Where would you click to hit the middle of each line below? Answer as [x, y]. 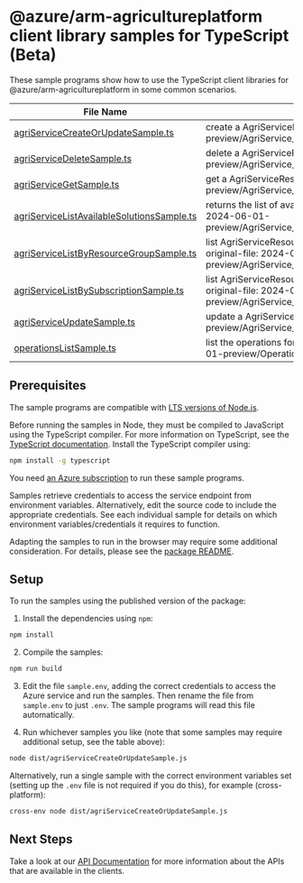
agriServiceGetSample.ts [67, 184]
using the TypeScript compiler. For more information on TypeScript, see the [150, 434]
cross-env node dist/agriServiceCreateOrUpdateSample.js [119, 812]
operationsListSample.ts [65, 347]
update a [225, 316]
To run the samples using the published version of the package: [128, 601]
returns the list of [242, 205]
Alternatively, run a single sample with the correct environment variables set [151, 776]
